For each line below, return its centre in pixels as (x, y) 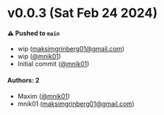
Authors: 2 (23, 80)
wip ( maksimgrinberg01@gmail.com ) (71, 49)
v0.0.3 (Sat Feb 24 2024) (82, 13)
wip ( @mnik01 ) (39, 56)
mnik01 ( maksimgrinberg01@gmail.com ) (76, 104)
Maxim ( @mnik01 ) (44, 96)
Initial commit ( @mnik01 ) (53, 64)
